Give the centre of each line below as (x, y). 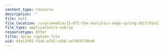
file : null (16, 18)
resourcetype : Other (26, 32)
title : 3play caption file (32, 37)
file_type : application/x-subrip (39, 28)
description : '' (21, 14)
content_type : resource (29, 9)
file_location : (20, 23)
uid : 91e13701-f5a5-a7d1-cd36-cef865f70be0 (50, 41)
